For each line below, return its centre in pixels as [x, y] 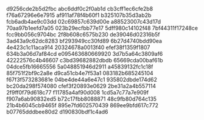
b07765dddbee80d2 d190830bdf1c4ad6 [57, 112]
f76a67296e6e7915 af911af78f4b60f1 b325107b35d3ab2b [79, 15]
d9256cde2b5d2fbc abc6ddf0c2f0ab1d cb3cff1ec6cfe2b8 [80, 9]
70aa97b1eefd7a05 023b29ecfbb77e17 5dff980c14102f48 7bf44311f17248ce [102, 28]
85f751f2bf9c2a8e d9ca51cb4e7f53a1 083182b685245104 [80, 73]
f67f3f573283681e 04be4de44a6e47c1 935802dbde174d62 [82, 79]
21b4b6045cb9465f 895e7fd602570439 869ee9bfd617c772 [83, 105]
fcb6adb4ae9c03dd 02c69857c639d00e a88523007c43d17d [84, 22]
